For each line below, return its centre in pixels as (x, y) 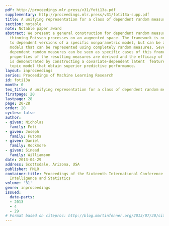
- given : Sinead (22, 150)
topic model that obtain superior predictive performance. (73, 66)
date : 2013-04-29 (23, 160)
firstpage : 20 (20, 94)
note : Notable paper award (33, 29)
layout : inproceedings (29, 71)
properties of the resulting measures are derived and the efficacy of (87, 57)
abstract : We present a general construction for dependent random (77, 33)
